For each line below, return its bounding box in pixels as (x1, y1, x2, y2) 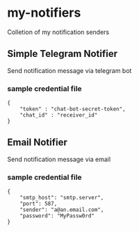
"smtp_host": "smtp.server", (19, 194, 104, 201)
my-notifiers (7, 5, 81, 21)
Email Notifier (7, 137, 68, 149)
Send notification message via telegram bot (7, 66, 132, 74)
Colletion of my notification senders (7, 28, 110, 36)
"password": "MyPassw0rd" (19, 213, 95, 219)
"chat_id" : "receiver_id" (19, 112, 98, 119)
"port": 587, (19, 200, 58, 208)
